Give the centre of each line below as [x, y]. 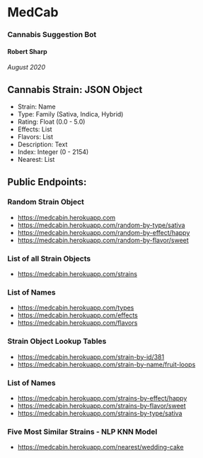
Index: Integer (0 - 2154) [53, 152]
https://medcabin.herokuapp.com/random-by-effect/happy [104, 232]
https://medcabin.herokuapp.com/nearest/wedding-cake [100, 447]
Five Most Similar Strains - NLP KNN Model [82, 432]
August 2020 [27, 67]
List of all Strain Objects [49, 258]
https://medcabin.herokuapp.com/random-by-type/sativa [101, 225]
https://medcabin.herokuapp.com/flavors [77, 323]
